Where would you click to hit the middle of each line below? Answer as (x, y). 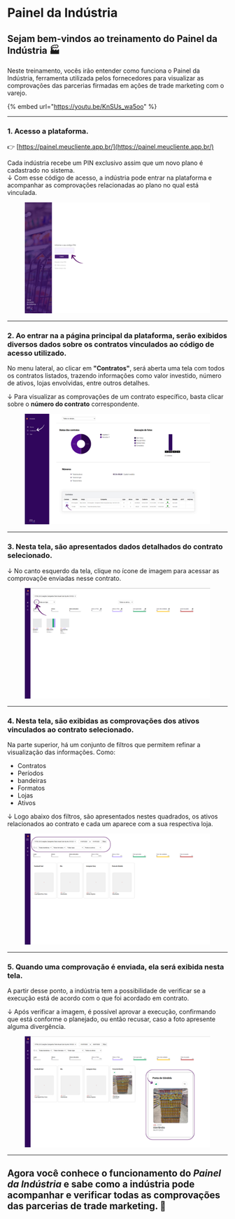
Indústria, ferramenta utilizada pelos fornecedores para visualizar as (106, 78)
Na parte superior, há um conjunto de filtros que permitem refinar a (104, 745)
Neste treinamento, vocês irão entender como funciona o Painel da (104, 71)
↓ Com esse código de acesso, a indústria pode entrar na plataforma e (109, 178)
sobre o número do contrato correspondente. (73, 404)
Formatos (31, 788)
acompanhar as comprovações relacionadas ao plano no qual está (103, 185)
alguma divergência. (37, 1027)
